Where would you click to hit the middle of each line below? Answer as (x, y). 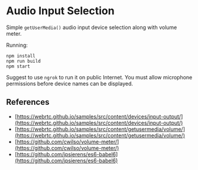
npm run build (24, 61)
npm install (21, 56)
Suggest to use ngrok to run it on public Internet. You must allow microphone (99, 77)
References (28, 102)
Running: (17, 45)
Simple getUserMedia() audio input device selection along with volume (92, 27)
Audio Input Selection (60, 11)
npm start (18, 66)
